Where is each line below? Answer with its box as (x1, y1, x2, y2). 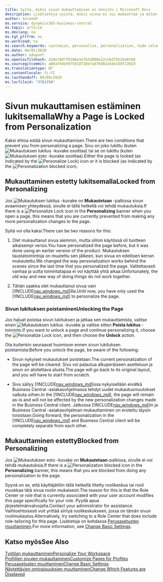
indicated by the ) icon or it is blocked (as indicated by (5, 158, 153, 164)
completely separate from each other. (12, 422, 88, 429)
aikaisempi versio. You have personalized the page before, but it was (12, 243, 149, 248)
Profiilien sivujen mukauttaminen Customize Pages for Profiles (5, 556, 129, 562)
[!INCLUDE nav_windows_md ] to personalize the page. (12, 293, 120, 300)
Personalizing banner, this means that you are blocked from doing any (5, 468, 147, 473)
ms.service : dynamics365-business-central (5, 20, 92, 26)
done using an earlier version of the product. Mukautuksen (12, 248, 130, 254)
